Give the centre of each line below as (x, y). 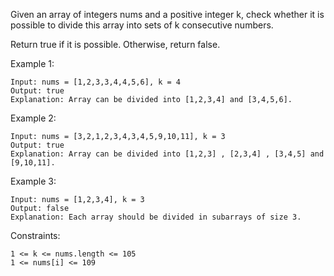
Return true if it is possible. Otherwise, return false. (115, 44)
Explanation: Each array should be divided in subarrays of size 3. (156, 217)
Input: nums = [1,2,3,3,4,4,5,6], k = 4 (96, 82)
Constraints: (35, 235)
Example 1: (32, 63)
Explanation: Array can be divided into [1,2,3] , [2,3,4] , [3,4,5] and (167, 154)
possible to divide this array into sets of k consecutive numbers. (142, 25)
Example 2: (33, 118)
